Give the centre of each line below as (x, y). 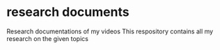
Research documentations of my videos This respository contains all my (110, 31)
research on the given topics (47, 38)
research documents (68, 12)
